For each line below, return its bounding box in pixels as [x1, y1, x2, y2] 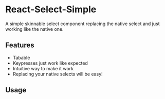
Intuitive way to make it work [12, 65, 74, 71]
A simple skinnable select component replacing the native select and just [5, 21, 160, 27]
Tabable [12, 54, 30, 61]
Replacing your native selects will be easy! [12, 71, 103, 77]
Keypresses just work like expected [12, 60, 88, 66]
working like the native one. [5, 26, 64, 32]
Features [5, 41, 34, 50]
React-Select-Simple [5, 4, 97, 15]
